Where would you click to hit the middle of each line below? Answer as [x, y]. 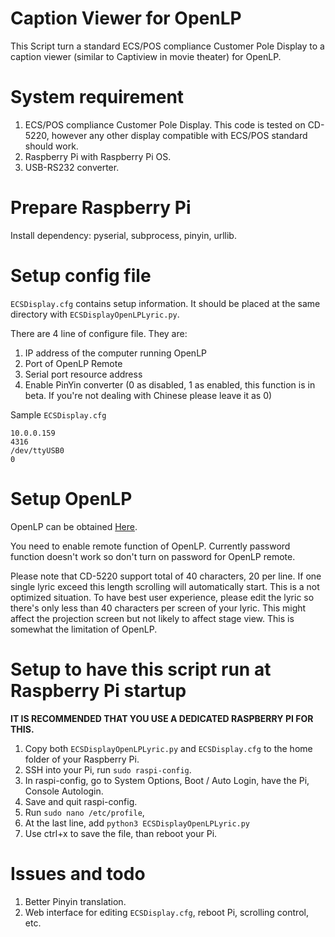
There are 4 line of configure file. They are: [99, 333]
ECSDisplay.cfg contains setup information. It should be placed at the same [165, 303]
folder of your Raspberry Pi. [82, 759]
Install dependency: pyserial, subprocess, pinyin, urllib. [123, 235]
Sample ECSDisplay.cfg [58, 414]
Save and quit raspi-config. [81, 801]
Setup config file [81, 276]
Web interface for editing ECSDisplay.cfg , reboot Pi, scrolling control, [166, 912]
